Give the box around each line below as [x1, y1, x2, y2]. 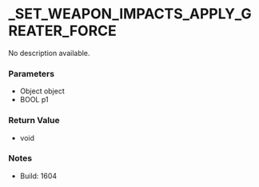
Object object [19, 86, 66, 96]
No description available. [8, 48, 90, 58]
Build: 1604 [19, 171, 58, 181]
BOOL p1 [19, 95, 50, 105]
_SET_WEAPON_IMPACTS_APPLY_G [8, 5, 252, 23]
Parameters [8, 68, 54, 79]
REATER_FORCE [8, 22, 118, 40]
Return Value [8, 115, 60, 126]
